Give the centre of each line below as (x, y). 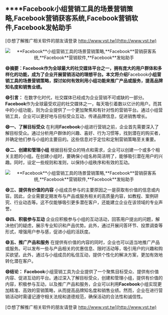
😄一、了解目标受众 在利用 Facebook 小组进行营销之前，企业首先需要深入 (80, 127)
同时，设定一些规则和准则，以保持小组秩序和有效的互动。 (73, 162)
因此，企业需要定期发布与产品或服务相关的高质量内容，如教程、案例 (84, 196)
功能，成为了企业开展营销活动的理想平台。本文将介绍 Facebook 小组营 (90, 74)
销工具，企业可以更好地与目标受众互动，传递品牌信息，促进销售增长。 (77, 116)
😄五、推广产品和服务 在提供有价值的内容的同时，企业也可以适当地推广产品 (82, 242)
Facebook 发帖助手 (43, 28)
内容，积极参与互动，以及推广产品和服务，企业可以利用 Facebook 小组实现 (81, 284)
